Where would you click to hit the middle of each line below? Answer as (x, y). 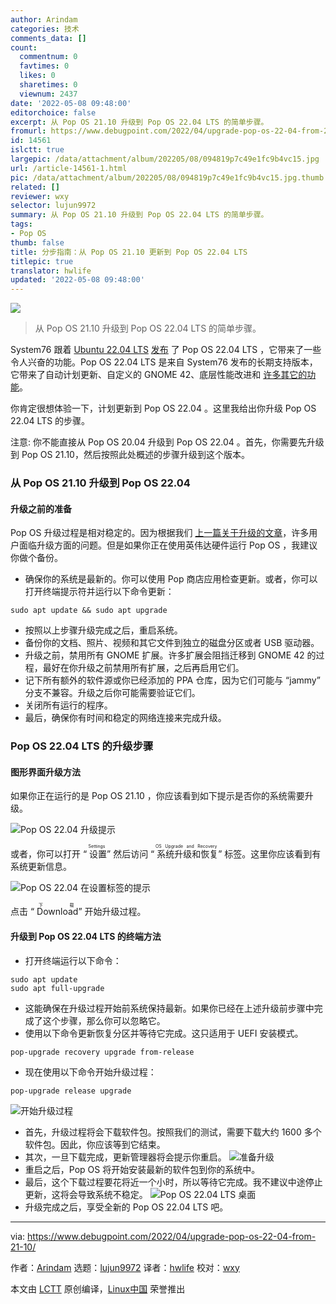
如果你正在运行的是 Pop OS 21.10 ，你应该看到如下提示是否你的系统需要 (157, 796)
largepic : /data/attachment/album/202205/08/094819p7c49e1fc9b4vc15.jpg (165, 159)
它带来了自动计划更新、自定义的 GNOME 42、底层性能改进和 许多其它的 (159, 375)
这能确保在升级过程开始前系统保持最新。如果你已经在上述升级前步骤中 (169, 1008)
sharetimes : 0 (48, 85)
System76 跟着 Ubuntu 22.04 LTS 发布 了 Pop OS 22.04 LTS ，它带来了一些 (166, 350)
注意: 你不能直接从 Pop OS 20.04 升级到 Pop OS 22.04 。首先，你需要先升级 (167, 442)
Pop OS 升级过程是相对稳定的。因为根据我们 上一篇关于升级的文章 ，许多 (160, 533)
